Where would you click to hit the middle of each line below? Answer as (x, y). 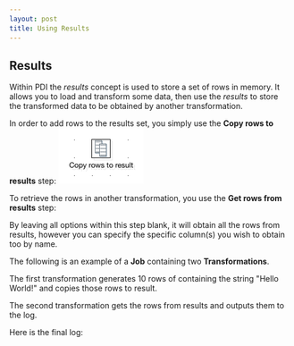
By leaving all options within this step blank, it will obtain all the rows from (144, 225)
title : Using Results (50, 28)
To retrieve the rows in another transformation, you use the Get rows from (146, 198)
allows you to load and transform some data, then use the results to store (144, 97)
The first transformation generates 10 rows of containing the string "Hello (144, 279)
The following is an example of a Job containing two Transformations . (139, 262)
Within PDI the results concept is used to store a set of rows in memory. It (144, 87)
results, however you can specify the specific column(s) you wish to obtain (147, 235)
